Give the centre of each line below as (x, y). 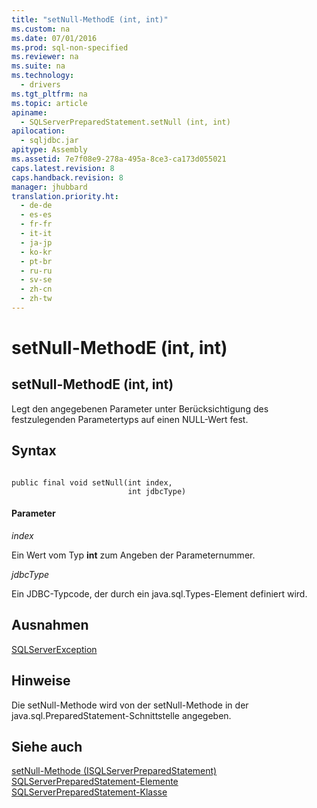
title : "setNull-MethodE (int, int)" (90, 19)
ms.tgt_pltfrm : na (49, 94)
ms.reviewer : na (45, 57)
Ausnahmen (50, 625)
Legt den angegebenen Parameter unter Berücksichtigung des (140, 408)
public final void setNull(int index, (92, 482)
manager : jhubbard (49, 187)
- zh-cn (36, 289)
